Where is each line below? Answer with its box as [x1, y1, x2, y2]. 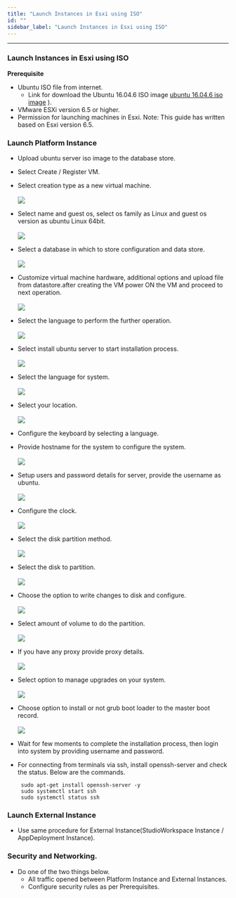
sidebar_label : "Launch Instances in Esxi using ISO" [7, 23, 169, 30]
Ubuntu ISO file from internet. [17, 82, 103, 92]
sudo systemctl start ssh [20, 787, 97, 794]
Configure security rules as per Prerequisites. [27, 882, 160, 891]
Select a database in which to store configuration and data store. [17, 244, 205, 254]
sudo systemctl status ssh [20, 794, 100, 801]
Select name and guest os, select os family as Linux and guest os [17, 209, 207, 218]
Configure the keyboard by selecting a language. [17, 429, 159, 437]
